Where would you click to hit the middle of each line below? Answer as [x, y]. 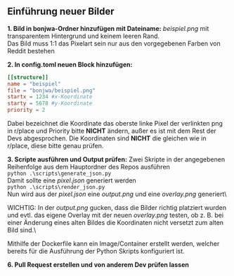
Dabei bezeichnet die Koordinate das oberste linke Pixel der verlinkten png [115, 124]
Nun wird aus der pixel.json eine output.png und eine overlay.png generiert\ [117, 194]
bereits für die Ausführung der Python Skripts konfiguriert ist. [96, 251]
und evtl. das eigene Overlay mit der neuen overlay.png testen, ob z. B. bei [115, 215]
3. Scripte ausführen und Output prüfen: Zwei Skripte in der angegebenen [116, 159]
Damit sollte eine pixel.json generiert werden [72, 180]
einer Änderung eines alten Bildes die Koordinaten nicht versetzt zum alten [115, 223]
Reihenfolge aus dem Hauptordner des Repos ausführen [89, 167]
